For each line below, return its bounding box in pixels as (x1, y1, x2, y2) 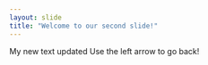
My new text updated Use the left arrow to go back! (9, 45, 200, 56)
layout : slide (9, 12, 63, 22)
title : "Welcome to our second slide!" (9, 21, 159, 30)
